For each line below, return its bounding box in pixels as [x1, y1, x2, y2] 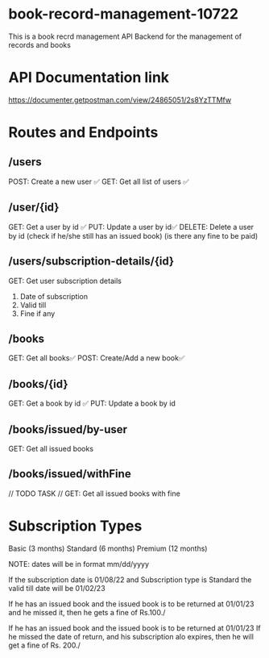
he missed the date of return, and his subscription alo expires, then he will [8, 631, 254, 641]
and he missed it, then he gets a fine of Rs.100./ [8, 607, 166, 617]
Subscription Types [8, 517, 143, 535]
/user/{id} [8, 201, 60, 214]
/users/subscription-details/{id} [8, 255, 175, 269]
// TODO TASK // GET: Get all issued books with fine [8, 489, 181, 498]
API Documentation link [8, 69, 170, 87]
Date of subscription [19, 291, 89, 301]
